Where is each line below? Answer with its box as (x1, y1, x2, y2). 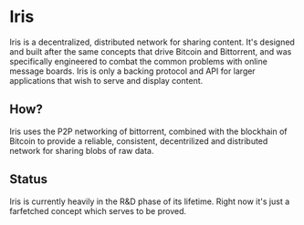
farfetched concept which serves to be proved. (9, 205, 187, 216)
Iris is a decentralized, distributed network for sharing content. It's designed (9, 36, 295, 47)
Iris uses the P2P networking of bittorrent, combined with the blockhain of (9, 126, 288, 137)
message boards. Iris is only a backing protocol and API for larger (9, 66, 256, 77)
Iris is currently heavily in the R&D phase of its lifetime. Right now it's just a (9, 196, 290, 207)
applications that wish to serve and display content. (9, 75, 204, 86)
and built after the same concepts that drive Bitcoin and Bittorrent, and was (9, 46, 292, 56)
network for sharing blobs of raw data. (9, 145, 154, 156)
